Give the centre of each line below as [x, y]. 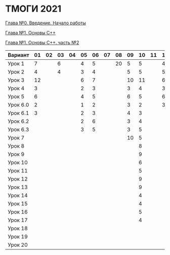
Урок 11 [18, 170]
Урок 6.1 [18, 113]
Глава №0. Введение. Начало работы [46, 23]
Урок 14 [18, 195]
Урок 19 [18, 236]
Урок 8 [16, 146]
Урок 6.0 [18, 104]
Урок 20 [18, 245]
